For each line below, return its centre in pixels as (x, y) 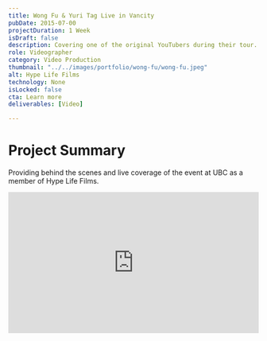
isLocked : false (35, 89)
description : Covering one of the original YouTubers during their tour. (133, 45)
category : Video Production (55, 60)
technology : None (37, 82)
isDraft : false (33, 38)
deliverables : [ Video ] (46, 104)
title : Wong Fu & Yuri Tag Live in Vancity (81, 15)
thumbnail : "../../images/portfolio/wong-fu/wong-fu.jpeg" (108, 68)
